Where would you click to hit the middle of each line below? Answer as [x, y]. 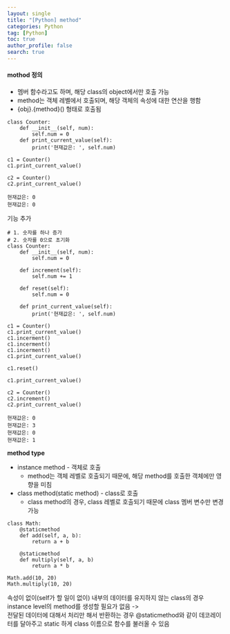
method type [26, 453]
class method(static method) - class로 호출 [78, 493]
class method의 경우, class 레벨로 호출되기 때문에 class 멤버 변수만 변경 [125, 502]
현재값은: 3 [21, 426]
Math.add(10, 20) [32, 578]
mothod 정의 [25, 75]
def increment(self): [50, 270]
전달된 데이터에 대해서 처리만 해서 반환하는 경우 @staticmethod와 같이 [103, 615]
